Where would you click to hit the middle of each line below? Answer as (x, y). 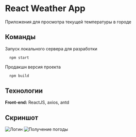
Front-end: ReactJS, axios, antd (37, 103)
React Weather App (45, 8)
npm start (19, 58)
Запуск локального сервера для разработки (51, 48)
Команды (20, 37)
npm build (19, 76)
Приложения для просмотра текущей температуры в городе (68, 22)
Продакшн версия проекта (33, 67)
